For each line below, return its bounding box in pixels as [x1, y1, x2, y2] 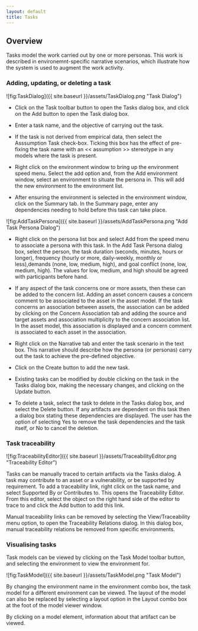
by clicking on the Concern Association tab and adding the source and [14, 310, 187, 317]
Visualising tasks [6, 540, 57, 548]
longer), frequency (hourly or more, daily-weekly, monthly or [14, 254, 163, 261]
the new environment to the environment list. [14, 182, 124, 189]
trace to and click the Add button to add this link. [6, 502, 125, 509]
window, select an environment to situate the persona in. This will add [14, 175, 184, 183]
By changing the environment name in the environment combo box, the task [6, 583, 191, 590]
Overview [6, 36, 43, 46]
